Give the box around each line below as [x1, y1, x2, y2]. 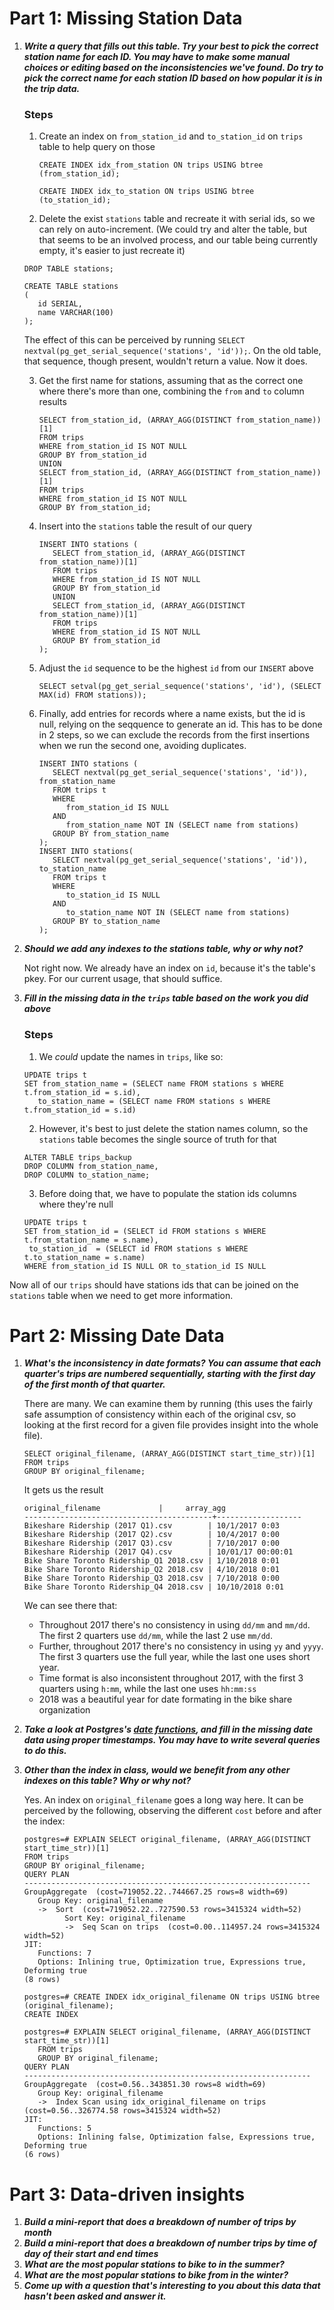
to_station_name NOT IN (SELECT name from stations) [65, 908, 291, 918]
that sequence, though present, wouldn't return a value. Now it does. [23, 355, 308, 367]
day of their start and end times [23, 2248, 159, 2260]
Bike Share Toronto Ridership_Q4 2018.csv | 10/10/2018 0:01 [23, 1582, 285, 1592]
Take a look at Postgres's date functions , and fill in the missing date [23, 1723, 314, 1736]
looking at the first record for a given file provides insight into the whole [23, 1419, 319, 1431]
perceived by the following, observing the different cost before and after [23, 1805, 322, 1817]
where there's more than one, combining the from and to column [38, 385, 305, 397]
